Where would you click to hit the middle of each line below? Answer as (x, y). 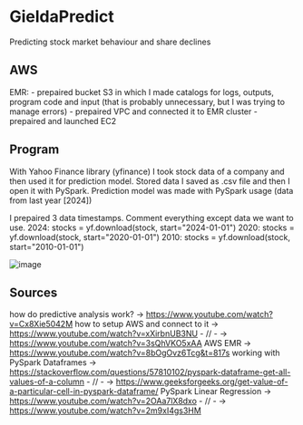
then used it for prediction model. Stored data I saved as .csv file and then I (150, 181)
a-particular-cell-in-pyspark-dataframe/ (84, 391)
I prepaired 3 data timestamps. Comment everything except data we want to (152, 217)
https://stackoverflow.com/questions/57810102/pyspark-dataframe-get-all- (150, 372)
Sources (34, 292)
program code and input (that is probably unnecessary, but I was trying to (147, 101)
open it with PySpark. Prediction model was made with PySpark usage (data (151, 190)
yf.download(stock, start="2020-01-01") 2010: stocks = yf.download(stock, (150, 237)
